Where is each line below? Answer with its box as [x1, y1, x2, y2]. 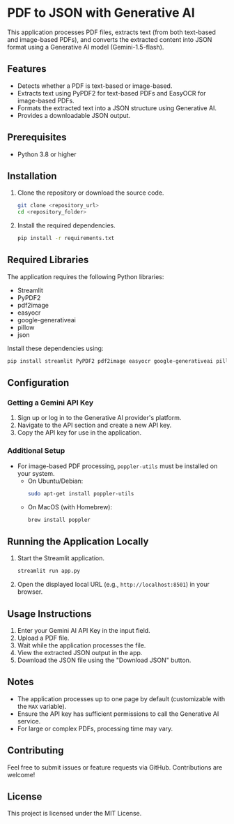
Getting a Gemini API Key [7, 398, 94, 407]
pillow [17, 323, 35, 331]
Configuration [7, 377, 70, 389]
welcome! [7, 770, 36, 779]
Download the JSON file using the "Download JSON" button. [17, 656, 192, 664]
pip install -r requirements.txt [17, 235, 115, 242]
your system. [17, 469, 55, 477]
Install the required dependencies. [17, 221, 116, 230]
